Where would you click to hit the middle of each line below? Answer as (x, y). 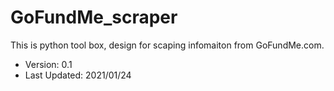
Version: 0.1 (48, 64)
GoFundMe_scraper (94, 17)
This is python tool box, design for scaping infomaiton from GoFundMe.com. (167, 45)
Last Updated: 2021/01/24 (78, 75)
